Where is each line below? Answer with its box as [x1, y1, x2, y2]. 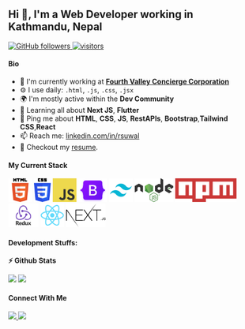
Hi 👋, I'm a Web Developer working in [8, 8, 194, 21]
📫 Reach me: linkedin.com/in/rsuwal [19, 131, 140, 140]
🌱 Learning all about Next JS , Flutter [19, 106, 140, 115]
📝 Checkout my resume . [19, 143, 99, 152]
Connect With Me [8, 293, 67, 303]
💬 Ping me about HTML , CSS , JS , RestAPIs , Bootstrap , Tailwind [19, 114, 228, 123]
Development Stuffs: [8, 237, 77, 247]
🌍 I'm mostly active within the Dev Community [19, 94, 175, 103]
